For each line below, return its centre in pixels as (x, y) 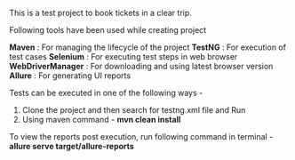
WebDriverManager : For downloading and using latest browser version (141, 66)
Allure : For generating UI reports (70, 76)
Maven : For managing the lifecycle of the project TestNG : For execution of (148, 47)
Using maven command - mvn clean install (101, 120)
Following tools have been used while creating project (108, 30)
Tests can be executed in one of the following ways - (106, 93)
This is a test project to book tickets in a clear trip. (101, 13)
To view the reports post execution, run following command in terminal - (141, 136)
